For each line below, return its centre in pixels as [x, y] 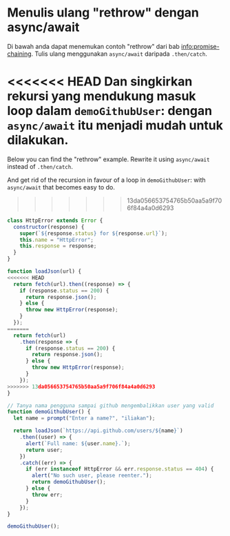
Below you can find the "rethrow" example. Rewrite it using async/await [108, 159]
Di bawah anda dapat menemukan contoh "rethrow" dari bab [94, 46]
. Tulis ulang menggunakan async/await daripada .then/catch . [119, 54]
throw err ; [48, 495]
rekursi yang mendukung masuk [102, 96]
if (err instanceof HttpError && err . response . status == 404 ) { [119, 469]
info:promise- [200, 46]
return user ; [44, 450]
